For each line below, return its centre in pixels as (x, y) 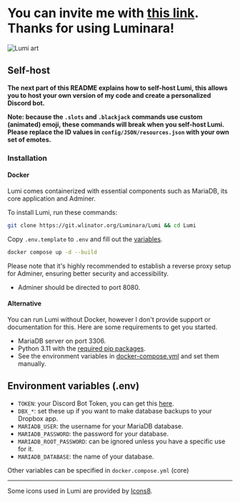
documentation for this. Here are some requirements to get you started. (112, 327)
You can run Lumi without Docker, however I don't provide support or (109, 319)
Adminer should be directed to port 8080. (79, 287)
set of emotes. (29, 139)
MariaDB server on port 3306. (62, 341)
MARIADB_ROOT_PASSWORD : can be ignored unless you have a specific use (121, 441)
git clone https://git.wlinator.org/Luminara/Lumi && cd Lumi (102, 225)
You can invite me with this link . (103, 13)
